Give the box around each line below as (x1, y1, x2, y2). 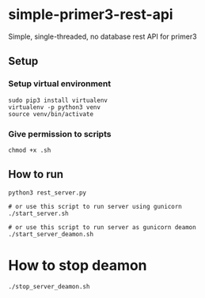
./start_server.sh (8, 209, 69, 217)
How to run (8, 168, 64, 181)
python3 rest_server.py (8, 188, 87, 197)
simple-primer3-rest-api (8, 6, 173, 24)
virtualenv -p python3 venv (8, 103, 101, 111)
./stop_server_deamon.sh (8, 282, 90, 290)
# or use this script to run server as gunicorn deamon (8, 223, 196, 231)
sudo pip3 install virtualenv (8, 96, 108, 104)
